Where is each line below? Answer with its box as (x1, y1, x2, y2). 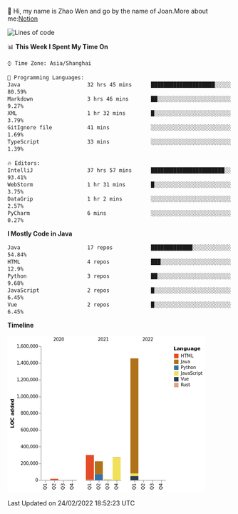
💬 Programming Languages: (7, 74, 84, 81)
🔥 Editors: (7, 160, 41, 167)
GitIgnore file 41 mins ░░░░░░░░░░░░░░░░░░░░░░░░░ (7, 124, 232, 131)
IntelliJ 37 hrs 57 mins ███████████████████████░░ (7, 167, 232, 174)
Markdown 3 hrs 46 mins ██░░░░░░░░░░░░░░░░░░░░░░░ (7, 96, 232, 103)
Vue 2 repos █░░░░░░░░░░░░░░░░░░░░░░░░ (7, 301, 232, 308)
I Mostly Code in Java (7, 229, 73, 238)
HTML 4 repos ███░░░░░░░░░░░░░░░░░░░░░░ (7, 258, 232, 266)
